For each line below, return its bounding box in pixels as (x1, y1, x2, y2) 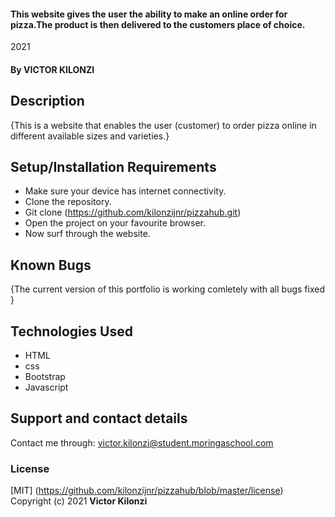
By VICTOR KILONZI (10, 63, 95, 75)
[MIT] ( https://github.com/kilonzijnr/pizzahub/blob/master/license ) (10, 485, 284, 497)
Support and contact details (10, 410, 188, 427)
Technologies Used (10, 323, 133, 340)
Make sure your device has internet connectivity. (24, 185, 227, 197)
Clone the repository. (24, 196, 112, 208)
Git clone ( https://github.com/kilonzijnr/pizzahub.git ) (24, 206, 242, 219)
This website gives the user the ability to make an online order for (10, 8, 288, 20)
